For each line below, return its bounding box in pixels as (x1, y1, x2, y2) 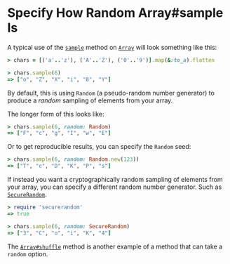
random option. (7, 249, 48, 258)
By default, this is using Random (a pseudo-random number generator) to (7, 88, 215, 97)
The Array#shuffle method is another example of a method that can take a (7, 242, 223, 251)
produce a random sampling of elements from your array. (7, 96, 173, 105)
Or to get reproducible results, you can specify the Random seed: (7, 143, 191, 151)
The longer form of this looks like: (7, 110, 104, 118)
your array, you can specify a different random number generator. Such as (7, 183, 222, 191)
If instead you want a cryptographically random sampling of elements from (7, 176, 223, 184)
